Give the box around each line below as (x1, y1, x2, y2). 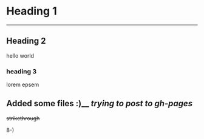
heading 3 (6, 67, 37, 75)
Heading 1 (6, 4, 58, 18)
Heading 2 (6, 36, 47, 46)
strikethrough (6, 114, 40, 122)
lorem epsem (6, 81, 39, 89)
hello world (6, 52, 35, 59)
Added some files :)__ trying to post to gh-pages (6, 98, 193, 109)
